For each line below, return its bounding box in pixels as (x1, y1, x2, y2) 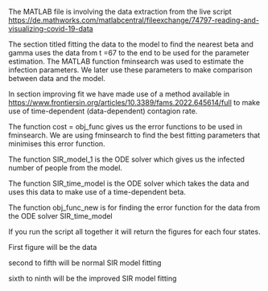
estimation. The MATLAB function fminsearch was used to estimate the (8, 56, 244, 66)
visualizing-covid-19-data (8, 24, 94, 33)
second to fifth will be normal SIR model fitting (8, 258, 162, 268)
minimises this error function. (8, 139, 106, 148)
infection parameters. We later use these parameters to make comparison (8, 65, 253, 75)
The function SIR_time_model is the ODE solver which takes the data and (8, 178, 249, 188)
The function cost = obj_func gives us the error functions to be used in (8, 122, 243, 131)
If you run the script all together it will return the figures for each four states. (8, 227, 261, 236)
